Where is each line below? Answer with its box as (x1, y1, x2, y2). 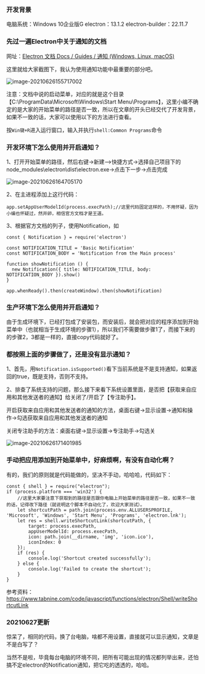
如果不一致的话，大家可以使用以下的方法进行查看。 (6, 113, 135, 121)
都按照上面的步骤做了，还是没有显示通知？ (6, 350, 132, 359)
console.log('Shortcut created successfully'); (28, 555, 151, 561)
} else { (17, 560, 40, 567)
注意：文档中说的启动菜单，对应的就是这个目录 (6, 90, 124, 97)
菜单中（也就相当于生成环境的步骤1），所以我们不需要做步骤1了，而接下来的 (6, 326, 195, 333)
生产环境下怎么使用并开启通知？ (6, 303, 101, 312)
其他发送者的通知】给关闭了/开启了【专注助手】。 (16, 394, 140, 401)
